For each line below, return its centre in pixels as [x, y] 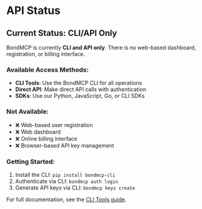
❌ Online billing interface [46, 139]
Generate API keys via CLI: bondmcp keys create [75, 187]
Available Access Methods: [48, 69]
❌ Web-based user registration [54, 125]
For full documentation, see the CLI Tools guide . [66, 199]
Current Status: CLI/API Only [62, 33]
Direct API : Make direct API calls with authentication [81, 89]
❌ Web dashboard [38, 132]
